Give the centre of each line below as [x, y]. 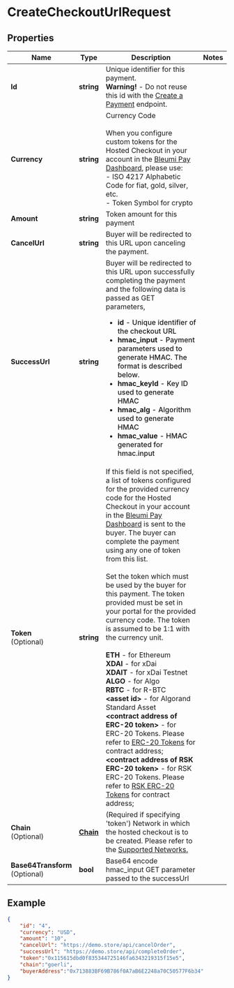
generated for [140, 444]
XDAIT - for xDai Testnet [147, 672]
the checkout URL [147, 331]
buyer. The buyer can [141, 533]
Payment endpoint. [136, 104]
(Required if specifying [143, 814]
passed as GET [130, 298]
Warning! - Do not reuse [146, 87]
